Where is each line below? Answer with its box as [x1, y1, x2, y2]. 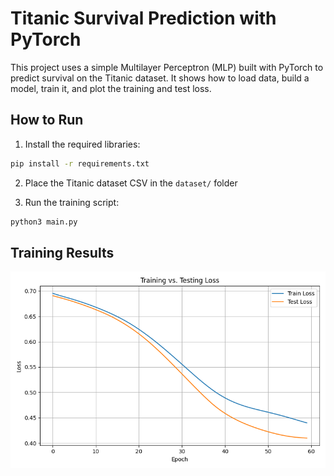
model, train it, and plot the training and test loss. [10, 82, 212, 94]
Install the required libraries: [24, 138, 141, 150]
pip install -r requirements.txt [10, 158, 150, 169]
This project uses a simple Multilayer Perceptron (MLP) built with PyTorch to [10, 61, 324, 73]
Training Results [10, 244, 115, 261]
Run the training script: [24, 196, 120, 208]
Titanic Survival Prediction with [10, 7, 277, 30]
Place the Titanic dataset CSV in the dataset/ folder [24, 177, 238, 189]
